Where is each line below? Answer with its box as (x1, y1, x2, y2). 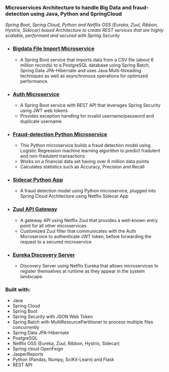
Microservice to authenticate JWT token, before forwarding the (20, 233, 152, 239)
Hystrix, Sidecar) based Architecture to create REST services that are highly (5, 27, 164, 33)
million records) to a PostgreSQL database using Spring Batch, (20, 62, 150, 68)
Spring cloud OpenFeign (12, 346, 64, 352)
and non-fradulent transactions (20, 153, 85, 159)
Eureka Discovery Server (12, 251, 75, 258)
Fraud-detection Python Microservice (12, 131, 107, 138)
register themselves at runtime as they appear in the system (20, 268, 145, 274)
